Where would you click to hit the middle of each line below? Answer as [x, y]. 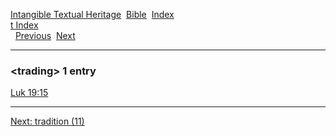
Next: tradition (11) [47, 121]
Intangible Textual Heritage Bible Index [92, 14]
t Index [24, 25]
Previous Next [45, 35]
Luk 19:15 [29, 93]
